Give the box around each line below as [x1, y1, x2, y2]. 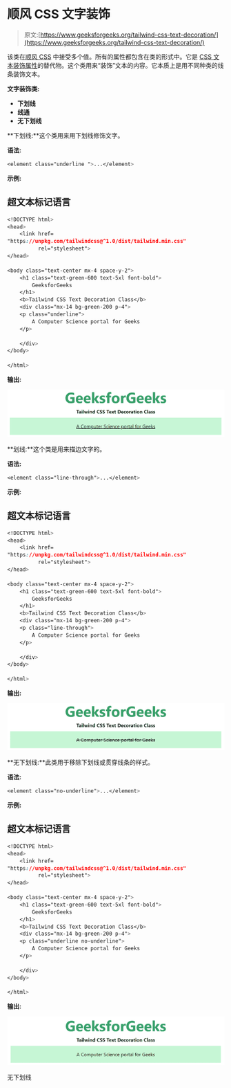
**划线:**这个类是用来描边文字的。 [7, 444, 106, 453]
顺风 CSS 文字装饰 [7, 6, 110, 22]
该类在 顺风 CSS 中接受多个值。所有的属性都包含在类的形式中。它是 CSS [7, 53, 212, 61]
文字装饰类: [7, 84, 40, 93]
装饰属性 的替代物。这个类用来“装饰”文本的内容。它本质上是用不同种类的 [12, 61, 219, 69]
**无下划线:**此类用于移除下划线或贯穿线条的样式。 [7, 759, 154, 767]
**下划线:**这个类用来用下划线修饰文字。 [7, 131, 124, 139]
